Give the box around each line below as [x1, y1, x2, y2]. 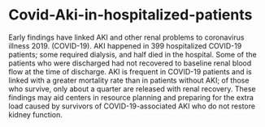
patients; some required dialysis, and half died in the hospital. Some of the [8, 49, 258, 59]
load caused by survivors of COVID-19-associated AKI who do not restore [8, 101, 256, 111]
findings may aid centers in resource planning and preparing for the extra [8, 92, 254, 102]
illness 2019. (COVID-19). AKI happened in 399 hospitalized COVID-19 [8, 40, 242, 50]
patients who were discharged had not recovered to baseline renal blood [8, 58, 252, 68]
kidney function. [8, 109, 63, 119]
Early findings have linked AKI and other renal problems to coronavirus [8, 32, 245, 42]
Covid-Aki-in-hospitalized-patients [8, 6, 253, 24]
